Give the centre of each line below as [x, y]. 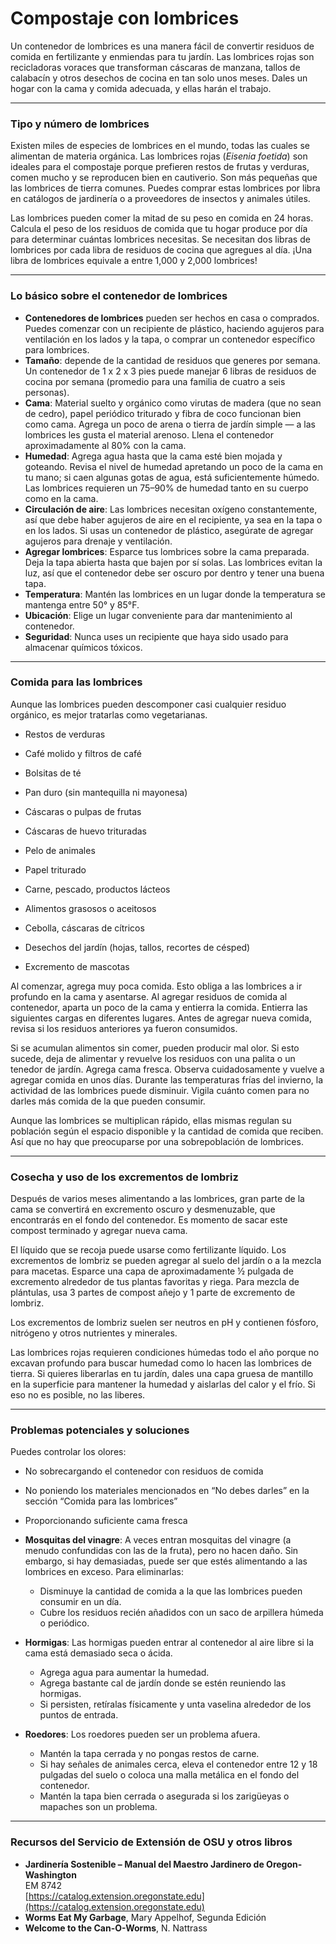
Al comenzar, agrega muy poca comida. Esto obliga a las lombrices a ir [156, 986]
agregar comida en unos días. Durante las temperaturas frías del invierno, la [166, 1079]
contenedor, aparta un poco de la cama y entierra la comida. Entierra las [159, 1007]
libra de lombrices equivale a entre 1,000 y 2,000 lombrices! [134, 261]
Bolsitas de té [53, 773]
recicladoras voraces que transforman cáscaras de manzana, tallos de [155, 67]
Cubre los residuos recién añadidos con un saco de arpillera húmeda [181, 1613]
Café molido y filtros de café [83, 753]
